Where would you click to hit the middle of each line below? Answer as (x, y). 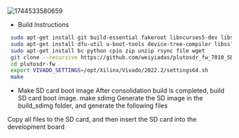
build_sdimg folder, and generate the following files (92, 105)
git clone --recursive (44, 57)
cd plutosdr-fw (33, 64)
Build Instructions (43, 24)
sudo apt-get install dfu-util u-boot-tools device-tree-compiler (111, 44)
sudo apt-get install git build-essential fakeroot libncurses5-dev (114, 38)
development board (36, 127)
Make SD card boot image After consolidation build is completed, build (121, 91)
